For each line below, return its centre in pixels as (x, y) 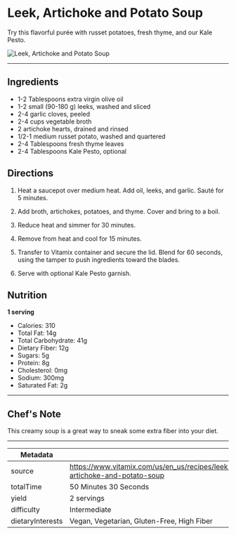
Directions (31, 173)
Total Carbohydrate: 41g (52, 341)
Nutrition (27, 295)
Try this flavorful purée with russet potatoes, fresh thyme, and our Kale (110, 32)
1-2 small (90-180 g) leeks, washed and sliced (84, 106)
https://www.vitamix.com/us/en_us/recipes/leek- (151, 467)
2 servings (87, 498)
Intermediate (90, 510)
